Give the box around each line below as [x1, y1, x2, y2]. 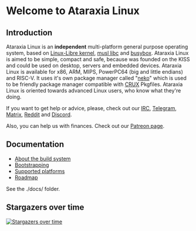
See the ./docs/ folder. [6, 185, 60, 192]
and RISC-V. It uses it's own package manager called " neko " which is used [6, 75, 187, 81]
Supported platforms [14, 167, 65, 174]
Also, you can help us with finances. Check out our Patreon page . [6, 123, 165, 129]
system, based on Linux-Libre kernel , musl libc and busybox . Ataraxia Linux [6, 49, 189, 57]
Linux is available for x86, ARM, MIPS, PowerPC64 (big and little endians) [6, 68, 184, 75]
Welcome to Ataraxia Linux [6, 4, 140, 18]
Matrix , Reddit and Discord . [6, 111, 72, 118]
